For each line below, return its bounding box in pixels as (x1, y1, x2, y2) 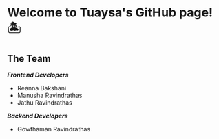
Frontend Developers (7, 71, 69, 79)
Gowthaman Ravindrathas (17, 125, 91, 133)
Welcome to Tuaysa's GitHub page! (7, 5, 213, 21)
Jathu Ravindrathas (17, 99, 72, 107)
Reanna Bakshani (17, 84, 67, 92)
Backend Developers (7, 112, 68, 120)
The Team (7, 53, 52, 64)
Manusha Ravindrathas (17, 91, 83, 99)
